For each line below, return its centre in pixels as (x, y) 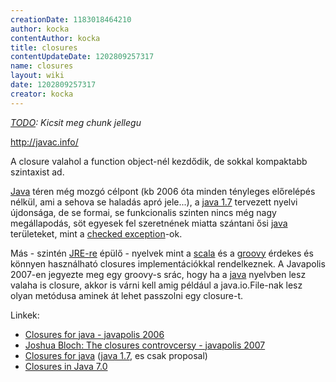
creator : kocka (42, 94)
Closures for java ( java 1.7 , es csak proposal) (116, 355)
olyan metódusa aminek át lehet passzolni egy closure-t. (127, 295)
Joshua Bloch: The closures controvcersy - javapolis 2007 (145, 345)
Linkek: (25, 315)
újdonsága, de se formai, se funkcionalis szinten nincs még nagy (143, 212)
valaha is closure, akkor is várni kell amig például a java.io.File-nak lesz (156, 285)
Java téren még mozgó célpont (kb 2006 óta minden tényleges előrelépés (163, 191)
